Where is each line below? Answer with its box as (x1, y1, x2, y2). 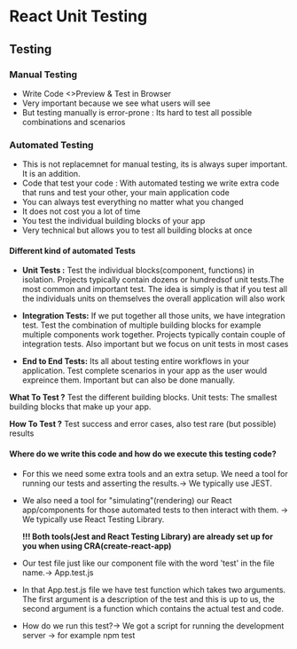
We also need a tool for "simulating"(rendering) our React (21, 495, 232, 505)
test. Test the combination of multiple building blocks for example (21, 320, 262, 330)
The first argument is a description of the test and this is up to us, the (21, 593, 275, 605)
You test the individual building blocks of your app (21, 216, 206, 226)
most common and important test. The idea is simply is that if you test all (21, 284, 288, 295)
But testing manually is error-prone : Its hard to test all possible (21, 107, 253, 117)
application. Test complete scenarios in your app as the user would (21, 366, 268, 376)
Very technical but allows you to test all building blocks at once (21, 225, 253, 236)
